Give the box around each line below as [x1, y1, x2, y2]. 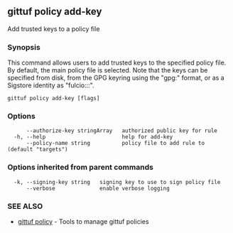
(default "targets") [7, 146, 69, 153]
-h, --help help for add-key [13, 134, 173, 141]
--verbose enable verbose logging [26, 185, 170, 192]
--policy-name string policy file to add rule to [26, 140, 205, 147]
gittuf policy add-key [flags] [7, 95, 100, 102]
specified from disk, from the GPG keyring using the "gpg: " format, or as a [7, 74, 225, 82]
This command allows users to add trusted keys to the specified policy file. [7, 58, 227, 67]
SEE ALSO [7, 201, 43, 211]
